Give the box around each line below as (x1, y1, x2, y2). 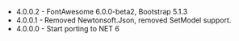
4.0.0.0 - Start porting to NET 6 (15, 24, 119, 33)
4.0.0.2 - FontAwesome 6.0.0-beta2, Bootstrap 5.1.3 (15, 7, 188, 16)
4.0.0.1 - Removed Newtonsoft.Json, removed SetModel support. (15, 15, 232, 25)
